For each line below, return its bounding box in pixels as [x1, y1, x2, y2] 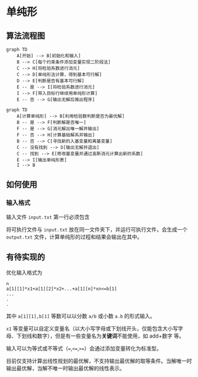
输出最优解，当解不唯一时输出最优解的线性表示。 [6, 365, 125, 372]
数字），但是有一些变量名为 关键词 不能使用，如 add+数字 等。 [37, 332, 184, 339]
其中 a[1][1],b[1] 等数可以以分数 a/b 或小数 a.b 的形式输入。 [6, 312, 156, 319]
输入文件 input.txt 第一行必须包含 [6, 213, 90, 220]
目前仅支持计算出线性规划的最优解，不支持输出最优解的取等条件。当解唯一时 [6, 357, 192, 364]
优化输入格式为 [6, 269, 42, 276]
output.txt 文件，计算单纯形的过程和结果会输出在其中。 [6, 233, 143, 240]
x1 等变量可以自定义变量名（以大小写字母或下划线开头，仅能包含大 [6, 325, 168, 332]
